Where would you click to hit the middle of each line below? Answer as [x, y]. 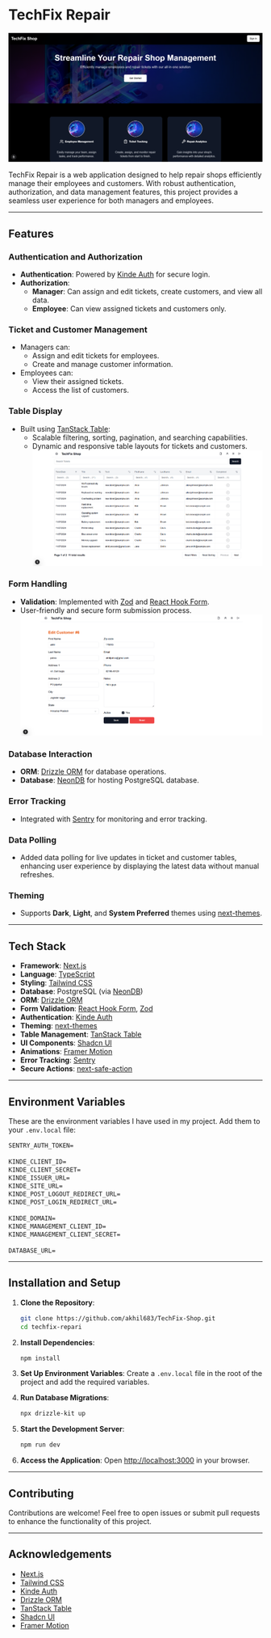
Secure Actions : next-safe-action [76, 1069]
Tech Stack [37, 946]
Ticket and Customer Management [78, 329]
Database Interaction [50, 754]
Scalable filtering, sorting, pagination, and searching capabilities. [140, 437]
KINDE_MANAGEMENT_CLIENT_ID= [57, 1226]
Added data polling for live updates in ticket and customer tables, [128, 858]
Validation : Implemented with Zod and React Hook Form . [115, 602]
